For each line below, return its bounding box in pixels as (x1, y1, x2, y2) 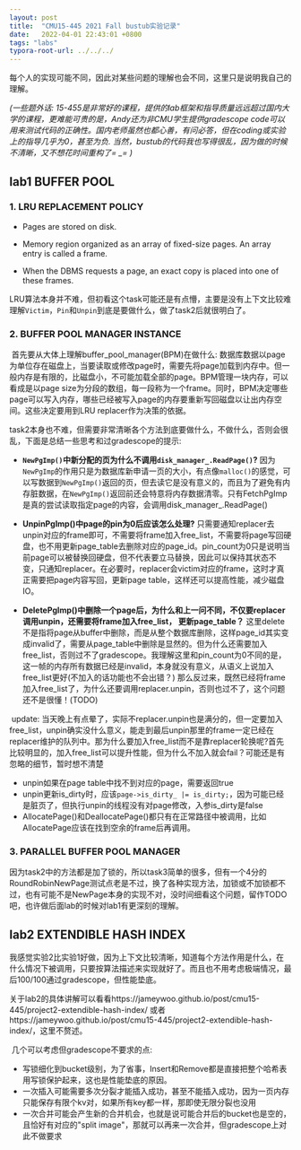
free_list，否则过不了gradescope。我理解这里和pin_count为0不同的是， (21, 649, 287, 660)
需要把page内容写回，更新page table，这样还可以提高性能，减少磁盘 (30, 575, 285, 586)
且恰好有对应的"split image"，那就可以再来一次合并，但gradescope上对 (21, 1120, 288, 1130)
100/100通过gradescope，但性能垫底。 (16, 974, 161, 985)
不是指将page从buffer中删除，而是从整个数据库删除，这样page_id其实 (21, 627, 281, 638)
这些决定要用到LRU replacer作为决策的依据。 (24, 405, 191, 416)
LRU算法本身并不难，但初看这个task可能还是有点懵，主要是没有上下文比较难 (9, 293, 291, 304)
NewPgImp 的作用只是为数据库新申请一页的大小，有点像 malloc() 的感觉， (21, 466, 284, 476)
